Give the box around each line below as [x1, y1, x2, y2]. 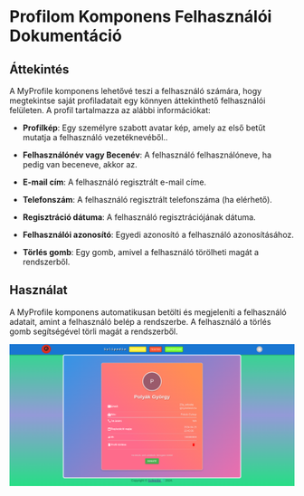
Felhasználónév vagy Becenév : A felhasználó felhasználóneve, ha [22, 149, 272, 160]
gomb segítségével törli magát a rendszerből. [9, 326, 178, 337]
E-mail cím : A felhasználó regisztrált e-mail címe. [22, 176, 206, 187]
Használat [9, 282, 68, 298]
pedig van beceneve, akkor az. [22, 159, 138, 169]
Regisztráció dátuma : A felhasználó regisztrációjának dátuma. [22, 212, 256, 223]
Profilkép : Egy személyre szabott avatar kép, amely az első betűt [22, 122, 266, 133]
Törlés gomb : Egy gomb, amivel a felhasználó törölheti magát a [22, 247, 260, 257]
